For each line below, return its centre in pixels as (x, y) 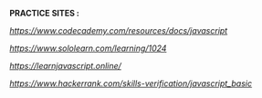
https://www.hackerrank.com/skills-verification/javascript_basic (131, 83)
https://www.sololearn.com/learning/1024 (88, 48)
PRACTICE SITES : (45, 13)
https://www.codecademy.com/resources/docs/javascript (119, 30)
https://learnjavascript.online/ (65, 66)
